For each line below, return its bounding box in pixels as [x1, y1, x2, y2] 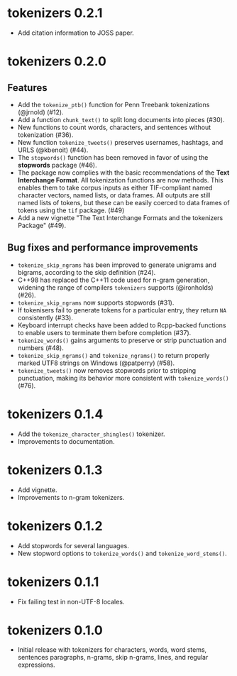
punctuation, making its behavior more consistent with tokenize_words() [17, 374, 229, 382]
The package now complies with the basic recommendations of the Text [17, 168, 230, 177]
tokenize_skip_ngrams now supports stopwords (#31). [17, 298, 175, 307]
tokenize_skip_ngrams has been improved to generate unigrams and [17, 261, 216, 269]
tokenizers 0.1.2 [7, 518, 103, 534]
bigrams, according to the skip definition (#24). [17, 268, 156, 276]
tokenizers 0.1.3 [7, 462, 103, 478]
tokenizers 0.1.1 [7, 574, 99, 590]
